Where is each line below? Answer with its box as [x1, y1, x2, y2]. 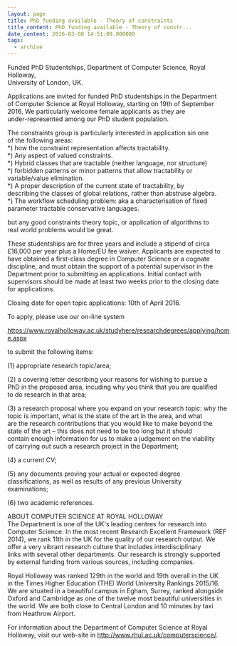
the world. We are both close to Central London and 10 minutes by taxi [7, 602, 214, 610]
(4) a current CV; [7, 456, 57, 464]
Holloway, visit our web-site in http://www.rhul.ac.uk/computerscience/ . [7, 631, 218, 639]
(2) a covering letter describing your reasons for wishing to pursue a [7, 375, 208, 383]
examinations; [7, 485, 48, 493]
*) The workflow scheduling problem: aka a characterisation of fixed [7, 197, 208, 205]
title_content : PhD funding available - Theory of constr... [7, 24, 193, 31]
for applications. [7, 285, 56, 293]
